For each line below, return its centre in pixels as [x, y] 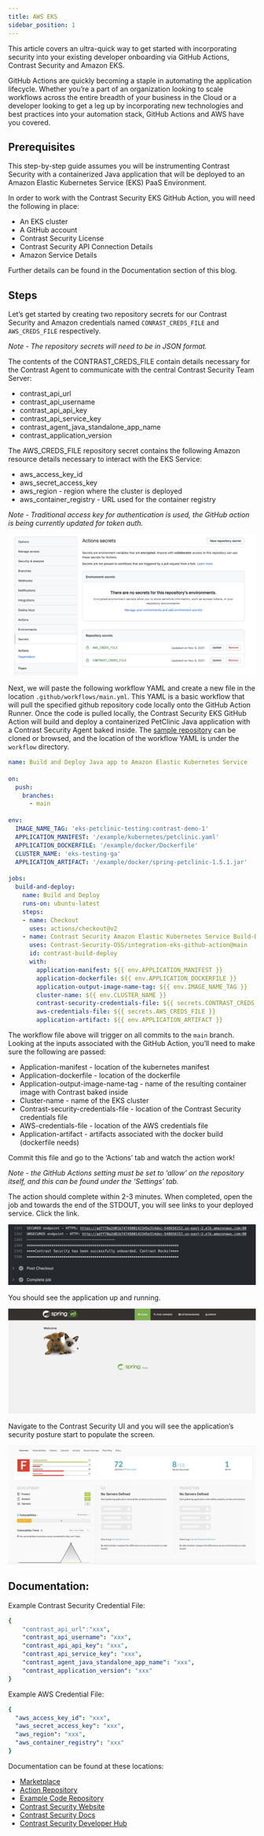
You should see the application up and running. [84, 1298]
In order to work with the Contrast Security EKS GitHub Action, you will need [132, 198]
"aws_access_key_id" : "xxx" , [63, 1718]
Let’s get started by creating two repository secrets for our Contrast [118, 315]
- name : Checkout [51, 920]
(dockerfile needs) [49, 1142]
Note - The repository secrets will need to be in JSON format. [108, 346]
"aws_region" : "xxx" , [51, 1734]
